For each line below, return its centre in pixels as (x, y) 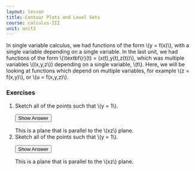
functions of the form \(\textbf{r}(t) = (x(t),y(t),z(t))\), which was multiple (95, 58)
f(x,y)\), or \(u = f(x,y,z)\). (37, 77)
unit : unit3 (21, 28)
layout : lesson (25, 12)
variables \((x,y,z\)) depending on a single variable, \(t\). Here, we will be (96, 65)
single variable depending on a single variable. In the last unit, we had (92, 52)
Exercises (21, 93)
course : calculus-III (33, 23)
